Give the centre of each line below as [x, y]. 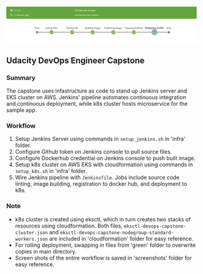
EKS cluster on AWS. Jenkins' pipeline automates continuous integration [96, 97]
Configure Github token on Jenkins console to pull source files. [93, 152]
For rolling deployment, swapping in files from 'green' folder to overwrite [105, 245]
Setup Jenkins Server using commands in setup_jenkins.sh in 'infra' [100, 139]
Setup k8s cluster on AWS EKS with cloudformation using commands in [104, 165]
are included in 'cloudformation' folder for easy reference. [121, 238]
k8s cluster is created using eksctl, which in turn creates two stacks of [103, 219]
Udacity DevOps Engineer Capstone [76, 60]
